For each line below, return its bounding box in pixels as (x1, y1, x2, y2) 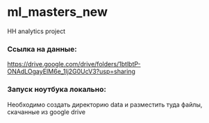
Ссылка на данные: (7, 44, 78, 54)
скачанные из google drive (7, 108, 85, 116)
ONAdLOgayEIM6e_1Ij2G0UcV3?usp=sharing (7, 67, 135, 76)
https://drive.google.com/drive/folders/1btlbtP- (7, 60, 141, 68)
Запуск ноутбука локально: (7, 84, 106, 94)
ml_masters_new (7, 4, 108, 20)
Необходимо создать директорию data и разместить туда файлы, (7, 100, 203, 108)
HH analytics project (7, 27, 66, 35)
